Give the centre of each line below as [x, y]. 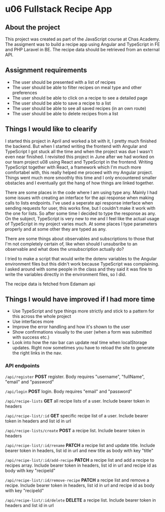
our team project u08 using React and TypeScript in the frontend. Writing [79, 162]
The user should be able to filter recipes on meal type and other [77, 87]
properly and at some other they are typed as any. [56, 229]
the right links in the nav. [37, 353]
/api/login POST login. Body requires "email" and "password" [68, 391]
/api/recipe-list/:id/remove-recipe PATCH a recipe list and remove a [77, 480]
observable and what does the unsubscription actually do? [65, 249]
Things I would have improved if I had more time [80, 299]
